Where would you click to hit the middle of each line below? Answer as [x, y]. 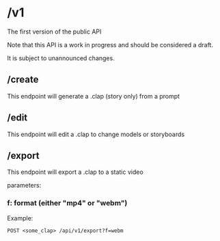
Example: [20, 218]
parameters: [24, 186]
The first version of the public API [54, 31]
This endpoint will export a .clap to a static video [75, 172]
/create [23, 80]
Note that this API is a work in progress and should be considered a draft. [110, 45]
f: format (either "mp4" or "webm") [67, 203]
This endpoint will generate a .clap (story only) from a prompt [93, 96]
